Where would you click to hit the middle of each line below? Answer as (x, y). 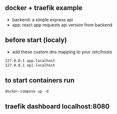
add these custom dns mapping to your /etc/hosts (62, 52)
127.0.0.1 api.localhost (30, 65)
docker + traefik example (44, 8)
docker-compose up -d (27, 92)
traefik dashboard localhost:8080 (58, 106)
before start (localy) (36, 40)
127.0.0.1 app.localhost (30, 61)
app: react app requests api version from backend (62, 25)
